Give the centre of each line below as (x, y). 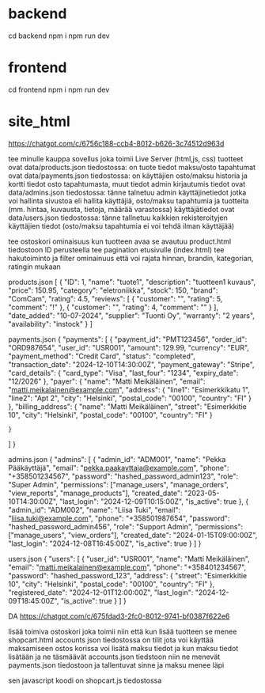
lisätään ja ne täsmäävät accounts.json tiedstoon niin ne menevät (114, 657)
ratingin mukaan (34, 267)
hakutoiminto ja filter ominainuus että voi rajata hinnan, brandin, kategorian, (131, 258)
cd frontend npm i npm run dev (59, 89)
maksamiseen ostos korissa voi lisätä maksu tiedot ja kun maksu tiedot (123, 648)
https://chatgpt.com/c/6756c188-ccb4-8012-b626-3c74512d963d (116, 143)
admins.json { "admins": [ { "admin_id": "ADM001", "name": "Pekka (117, 459)
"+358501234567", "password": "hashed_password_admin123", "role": (123, 476)
